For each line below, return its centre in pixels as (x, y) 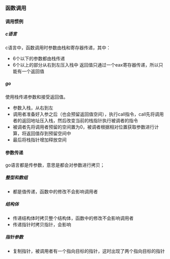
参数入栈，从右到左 (33, 108)
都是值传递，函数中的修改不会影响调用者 (55, 191)
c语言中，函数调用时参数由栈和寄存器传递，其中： (58, 48)
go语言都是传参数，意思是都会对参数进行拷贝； (55, 165)
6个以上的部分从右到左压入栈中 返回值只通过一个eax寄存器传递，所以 (86, 65)
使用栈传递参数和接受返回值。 (37, 97)
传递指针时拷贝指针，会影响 (42, 224)
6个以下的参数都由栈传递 (39, 59)
